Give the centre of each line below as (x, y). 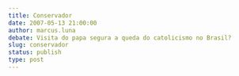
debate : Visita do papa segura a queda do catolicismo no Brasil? (120, 38)
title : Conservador (40, 15)
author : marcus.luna (42, 30)
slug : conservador (38, 45)
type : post (26, 60)
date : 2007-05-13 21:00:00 (53, 23)
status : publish (35, 52)
